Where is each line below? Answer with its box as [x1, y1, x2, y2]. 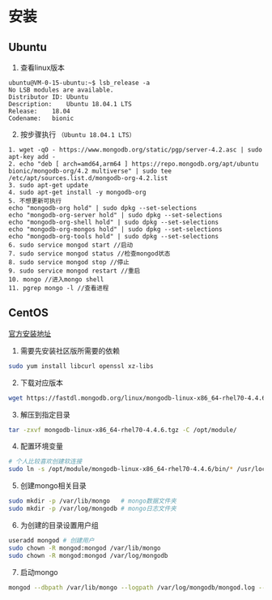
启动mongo [19, 567, 58, 576]
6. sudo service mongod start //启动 [8, 241, 134, 249]
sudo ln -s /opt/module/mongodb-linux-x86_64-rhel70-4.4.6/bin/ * [8, 465, 233, 474]
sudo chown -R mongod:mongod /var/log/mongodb [8, 551, 168, 559]
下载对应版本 [19, 378, 63, 388]
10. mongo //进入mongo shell [8, 276, 104, 284]
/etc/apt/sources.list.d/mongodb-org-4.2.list [8, 174, 168, 182]
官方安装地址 [8, 328, 51, 338]
